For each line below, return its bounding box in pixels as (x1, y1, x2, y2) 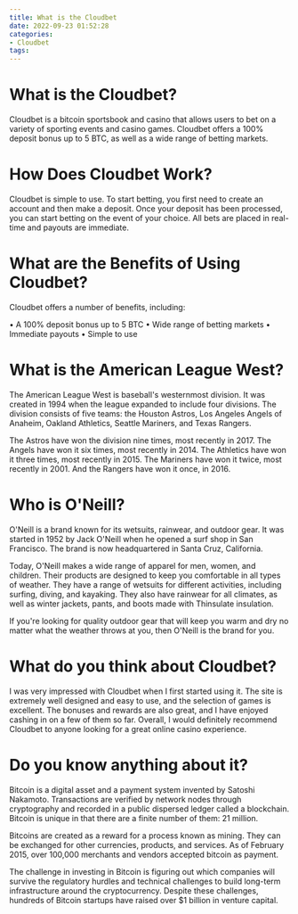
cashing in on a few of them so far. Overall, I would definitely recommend (9, 714, 278, 725)
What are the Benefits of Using (9, 253, 241, 274)
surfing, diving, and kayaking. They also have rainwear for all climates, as (9, 589, 278, 599)
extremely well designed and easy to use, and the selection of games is (9, 695, 271, 705)
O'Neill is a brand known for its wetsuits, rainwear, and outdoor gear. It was (9, 523, 285, 535)
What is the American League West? (9, 360, 285, 380)
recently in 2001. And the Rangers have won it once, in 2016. (9, 463, 231, 473)
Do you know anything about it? (9, 754, 249, 775)
